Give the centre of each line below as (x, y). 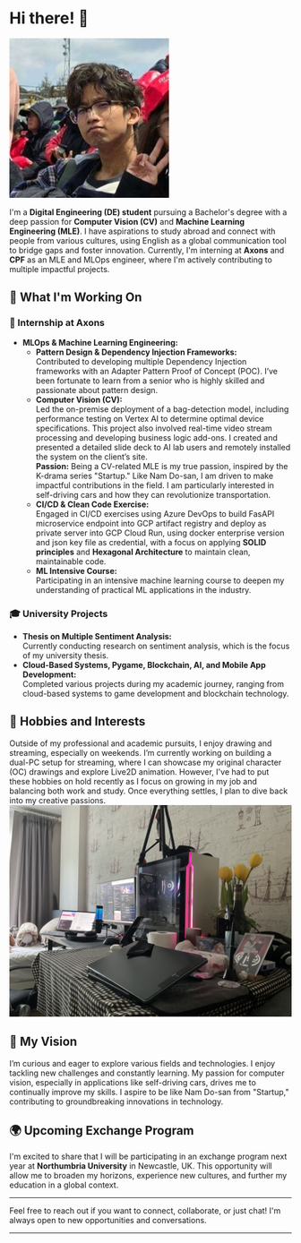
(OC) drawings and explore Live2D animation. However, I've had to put (139, 772)
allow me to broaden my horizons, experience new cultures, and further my (148, 1176)
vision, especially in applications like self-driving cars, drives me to (133, 1082)
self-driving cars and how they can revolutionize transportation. (153, 494)
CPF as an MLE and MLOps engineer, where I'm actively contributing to (141, 260)
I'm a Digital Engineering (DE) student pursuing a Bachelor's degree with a (148, 212)
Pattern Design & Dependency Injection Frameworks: (136, 352)
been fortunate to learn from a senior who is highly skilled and (150, 381)
